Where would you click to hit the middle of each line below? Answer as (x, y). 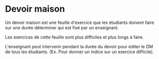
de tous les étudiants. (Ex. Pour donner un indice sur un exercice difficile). (79, 52)
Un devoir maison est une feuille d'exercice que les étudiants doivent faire (79, 22)
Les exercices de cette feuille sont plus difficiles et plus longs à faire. (75, 37)
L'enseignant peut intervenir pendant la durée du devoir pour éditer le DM (79, 46)
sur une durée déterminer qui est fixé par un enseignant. (62, 27)
